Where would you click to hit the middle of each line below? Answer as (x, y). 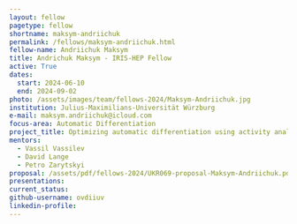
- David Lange (43, 157)
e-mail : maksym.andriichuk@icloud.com (80, 116)
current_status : (39, 190)
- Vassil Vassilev (51, 148)
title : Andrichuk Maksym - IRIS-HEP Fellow (91, 58)
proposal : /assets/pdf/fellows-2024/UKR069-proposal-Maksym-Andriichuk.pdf (152, 173)
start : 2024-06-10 (51, 83)
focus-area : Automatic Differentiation (83, 124)
